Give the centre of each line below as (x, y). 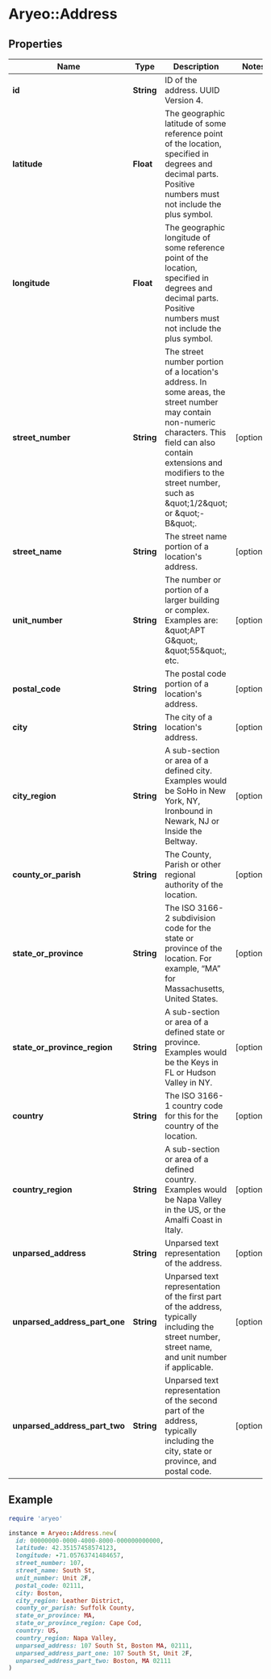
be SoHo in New (196, 791)
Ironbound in (189, 811)
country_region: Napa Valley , (66, 1638)
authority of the (194, 885)
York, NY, (183, 801)
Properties (35, 44)
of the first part (193, 1297)
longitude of (188, 237)
